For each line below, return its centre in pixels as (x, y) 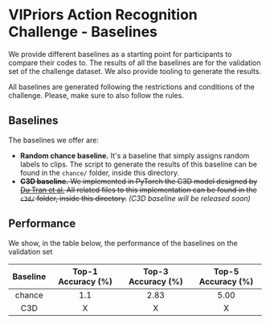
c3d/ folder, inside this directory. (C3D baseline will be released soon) (135, 198)
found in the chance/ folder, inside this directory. (99, 172)
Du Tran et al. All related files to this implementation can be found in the (138, 190)
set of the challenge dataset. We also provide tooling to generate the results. (135, 71)
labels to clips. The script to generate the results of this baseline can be (138, 164)
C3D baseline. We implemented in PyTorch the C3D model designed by (139, 181)
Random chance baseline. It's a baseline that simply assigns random (135, 155)
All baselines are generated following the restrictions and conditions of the (131, 87)
